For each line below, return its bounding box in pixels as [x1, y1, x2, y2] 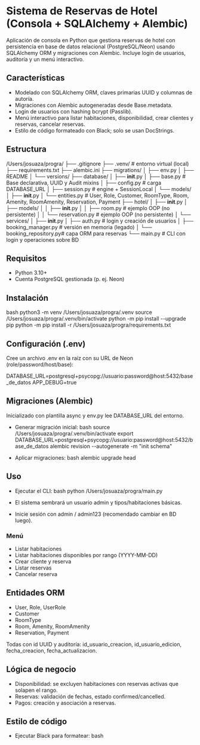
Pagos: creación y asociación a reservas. [14, 699, 116, 706]
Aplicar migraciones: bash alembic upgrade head [14, 454, 136, 461]
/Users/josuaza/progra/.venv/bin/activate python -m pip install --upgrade [6, 315, 186, 322]
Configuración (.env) [6, 338, 86, 349]
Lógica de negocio [6, 664, 76, 675]
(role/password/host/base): [6, 361, 73, 368]
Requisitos [6, 253, 47, 263]
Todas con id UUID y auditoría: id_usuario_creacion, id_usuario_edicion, [6, 641, 182, 648]
